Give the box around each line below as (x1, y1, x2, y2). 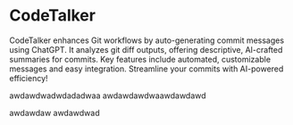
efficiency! (9, 72, 48, 83)
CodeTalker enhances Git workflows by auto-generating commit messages (9, 35, 284, 46)
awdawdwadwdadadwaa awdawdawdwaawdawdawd (9, 90, 207, 101)
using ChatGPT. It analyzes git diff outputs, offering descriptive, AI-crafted (9, 44, 283, 54)
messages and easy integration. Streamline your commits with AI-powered (9, 63, 284, 74)
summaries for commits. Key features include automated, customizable (9, 54, 271, 64)
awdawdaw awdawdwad (9, 107, 100, 118)
